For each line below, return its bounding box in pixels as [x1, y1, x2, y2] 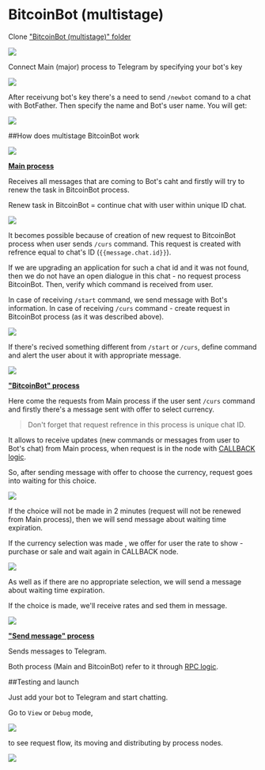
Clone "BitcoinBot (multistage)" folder [8, 32, 131, 41]
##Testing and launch [8, 676, 79, 687]
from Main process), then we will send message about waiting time [8, 514, 227, 524]
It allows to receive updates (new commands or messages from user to [8, 435, 240, 445]
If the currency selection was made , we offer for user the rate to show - [8, 538, 244, 548]
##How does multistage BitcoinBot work [8, 131, 140, 140]
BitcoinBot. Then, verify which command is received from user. [8, 279, 214, 289]
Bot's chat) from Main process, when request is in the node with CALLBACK [8, 443, 256, 453]
